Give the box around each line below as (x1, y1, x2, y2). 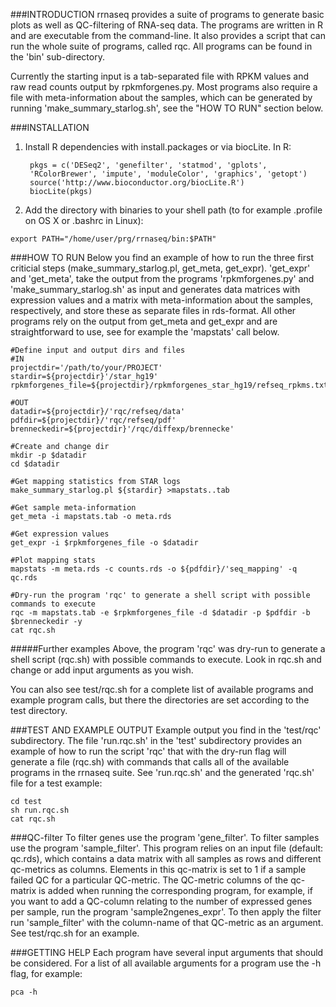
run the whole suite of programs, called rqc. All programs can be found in (10, 40, 313, 52)
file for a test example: (10, 777, 103, 789)
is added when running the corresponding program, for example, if (38, 885, 313, 896)
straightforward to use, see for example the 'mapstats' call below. (10, 326, 280, 338)
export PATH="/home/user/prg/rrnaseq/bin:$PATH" (10, 234, 217, 244)
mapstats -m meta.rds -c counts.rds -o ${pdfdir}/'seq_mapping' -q (10, 564, 298, 574)
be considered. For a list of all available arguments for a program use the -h (10, 957, 322, 969)
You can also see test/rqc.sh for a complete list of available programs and (10, 684, 314, 695)
